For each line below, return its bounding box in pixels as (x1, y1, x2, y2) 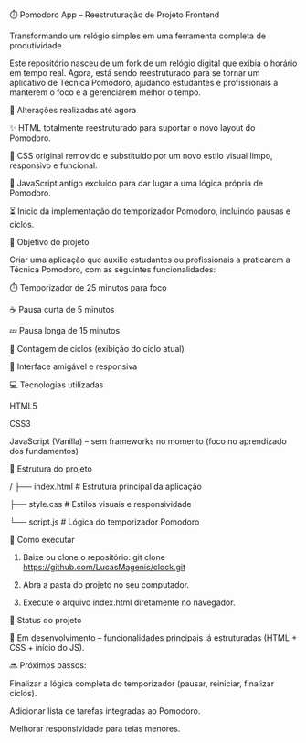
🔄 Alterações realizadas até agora (9, 105, 137, 115)
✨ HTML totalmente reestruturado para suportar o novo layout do (9, 122, 256, 133)
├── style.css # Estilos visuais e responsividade (9, 499, 192, 509)
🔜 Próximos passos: (9, 660, 87, 671)
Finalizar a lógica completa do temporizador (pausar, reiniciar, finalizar (9, 678, 275, 689)
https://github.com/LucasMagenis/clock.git (22, 562, 185, 572)
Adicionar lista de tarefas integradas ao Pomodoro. (9, 706, 201, 716)
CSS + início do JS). (9, 642, 85, 653)
